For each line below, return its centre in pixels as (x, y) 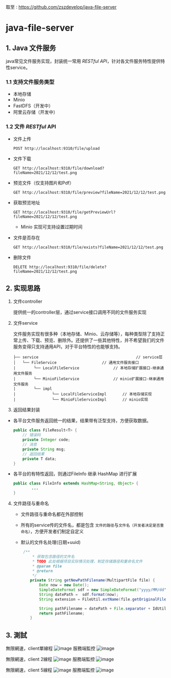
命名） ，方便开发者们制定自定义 (52, 532)
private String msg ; (44, 449)
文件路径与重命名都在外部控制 (52, 514)
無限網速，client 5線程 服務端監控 (50, 670)
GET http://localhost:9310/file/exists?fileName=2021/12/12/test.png (88, 247)
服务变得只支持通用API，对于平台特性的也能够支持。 (68, 347)
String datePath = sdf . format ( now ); (79, 594)
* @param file (47, 566)
